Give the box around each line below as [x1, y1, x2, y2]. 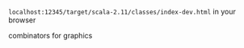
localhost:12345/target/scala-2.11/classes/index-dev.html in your [8, 7, 236, 16]
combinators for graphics [8, 31, 93, 40]
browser [8, 15, 36, 25]
